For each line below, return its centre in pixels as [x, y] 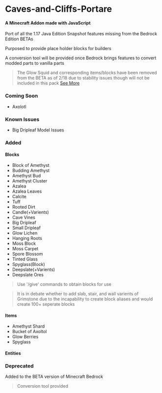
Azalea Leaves [27, 191]
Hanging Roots [27, 238]
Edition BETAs [19, 39]
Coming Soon [22, 96]
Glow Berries [25, 337]
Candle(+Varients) [30, 212]
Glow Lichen [25, 233]
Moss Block [24, 243]
